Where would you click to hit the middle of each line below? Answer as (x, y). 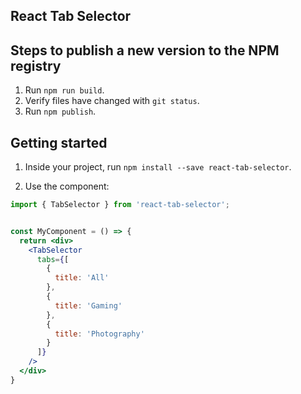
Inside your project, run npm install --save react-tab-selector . (158, 167)
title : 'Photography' (99, 334)
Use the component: (67, 186)
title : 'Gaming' (88, 305)
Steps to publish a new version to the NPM (145, 50)
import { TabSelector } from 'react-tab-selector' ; (120, 205)
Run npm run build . (64, 90)
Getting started (59, 142)
